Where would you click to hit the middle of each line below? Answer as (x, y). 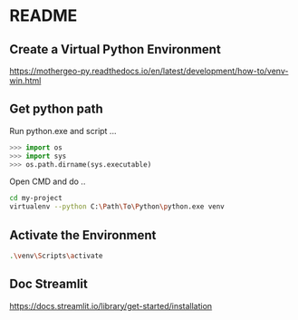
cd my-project (36, 199)
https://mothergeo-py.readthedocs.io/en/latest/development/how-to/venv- (149, 71)
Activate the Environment (83, 235)
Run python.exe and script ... (63, 131)
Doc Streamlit (48, 284)
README (43, 16)
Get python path (56, 109)
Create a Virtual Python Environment (115, 49)
